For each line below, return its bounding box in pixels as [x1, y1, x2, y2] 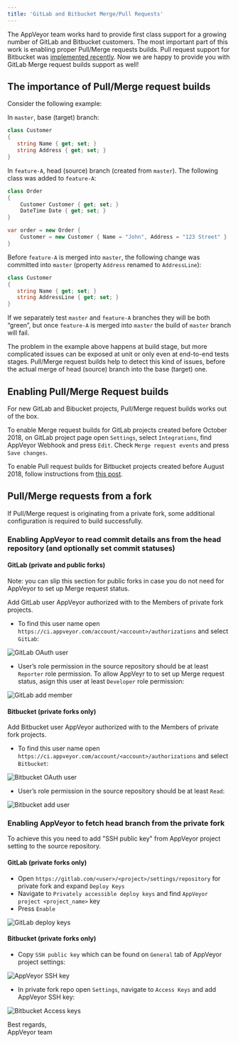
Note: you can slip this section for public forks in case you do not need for [7, 576, 225, 585]
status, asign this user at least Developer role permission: [17, 676, 185, 686]
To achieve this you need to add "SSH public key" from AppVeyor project [7, 834, 221, 843]
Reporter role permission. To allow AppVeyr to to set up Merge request [17, 669, 225, 678]
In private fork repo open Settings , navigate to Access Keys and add [17, 985, 217, 993]
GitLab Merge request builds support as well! [7, 60, 139, 68]
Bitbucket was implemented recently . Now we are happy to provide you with [7, 53, 230, 61]
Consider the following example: [7, 99, 102, 108]
